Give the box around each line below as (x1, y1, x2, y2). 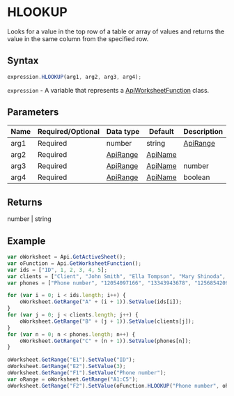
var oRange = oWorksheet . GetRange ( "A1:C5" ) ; (7, 376, 139, 383)
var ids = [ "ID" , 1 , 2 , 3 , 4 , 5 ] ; (7, 266, 108, 273)
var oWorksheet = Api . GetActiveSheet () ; (7, 254, 127, 261)
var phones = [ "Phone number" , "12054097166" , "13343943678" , (7, 280, 192, 287)
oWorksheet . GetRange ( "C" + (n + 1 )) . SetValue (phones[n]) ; (19, 337, 192, 344)
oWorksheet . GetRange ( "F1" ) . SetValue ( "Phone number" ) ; (7, 370, 167, 376)
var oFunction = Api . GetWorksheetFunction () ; (7, 259, 141, 267)
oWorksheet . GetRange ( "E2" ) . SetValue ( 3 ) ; (7, 363, 127, 370)
